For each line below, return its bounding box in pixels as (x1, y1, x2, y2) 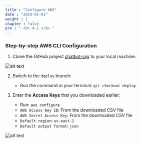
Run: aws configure (19, 102, 60, 108)
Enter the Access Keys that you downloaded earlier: (12, 92, 120, 98)
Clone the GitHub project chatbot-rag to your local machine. (12, 53, 136, 60)
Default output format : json (19, 123, 79, 129)
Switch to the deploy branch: (12, 73, 71, 79)
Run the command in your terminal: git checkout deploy (19, 83, 136, 89)
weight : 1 (5, 16, 28, 21)
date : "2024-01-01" (5, 12, 48, 17)
